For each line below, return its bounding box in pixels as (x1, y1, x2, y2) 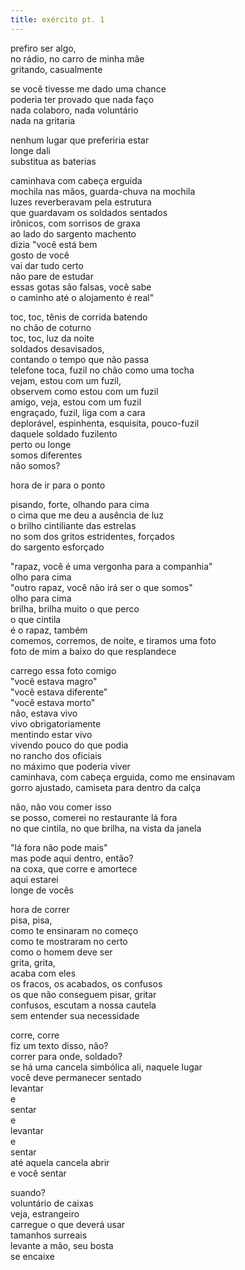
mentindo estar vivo (10, 728, 93, 740)
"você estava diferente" (10, 686, 108, 698)
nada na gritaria (10, 114, 76, 126)
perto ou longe (10, 438, 72, 450)
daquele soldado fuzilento (10, 427, 118, 440)
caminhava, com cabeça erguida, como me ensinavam (10, 771, 236, 783)
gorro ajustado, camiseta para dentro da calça (10, 781, 202, 793)
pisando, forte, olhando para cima (10, 498, 150, 510)
